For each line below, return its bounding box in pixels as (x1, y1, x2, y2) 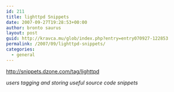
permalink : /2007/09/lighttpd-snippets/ (6, 41, 106, 47)
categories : (6, 47, 35, 52)
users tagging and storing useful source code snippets (6, 79, 138, 86)
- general (11, 52, 35, 58)
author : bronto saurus (6, 24, 61, 31)
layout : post (6, 30, 38, 36)
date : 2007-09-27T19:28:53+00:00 (6, 19, 88, 25)
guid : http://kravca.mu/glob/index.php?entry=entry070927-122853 (6, 36, 168, 41)
